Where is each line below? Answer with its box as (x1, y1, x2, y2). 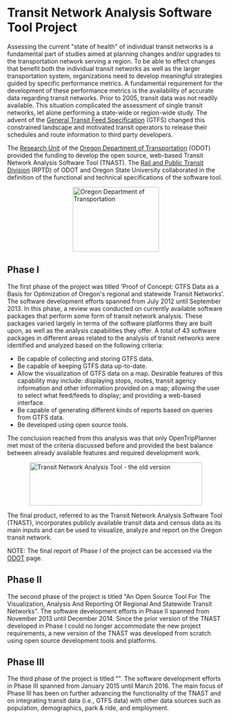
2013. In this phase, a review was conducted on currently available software (7, 304, 223, 312)
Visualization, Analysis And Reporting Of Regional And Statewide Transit (7, 600, 212, 608)
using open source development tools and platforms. (7, 636, 157, 644)
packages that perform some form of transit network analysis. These (7, 311, 203, 320)
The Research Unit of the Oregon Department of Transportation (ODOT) (7, 144, 211, 152)
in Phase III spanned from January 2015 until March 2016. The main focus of (7, 682, 223, 690)
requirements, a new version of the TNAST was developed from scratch (7, 629, 212, 637)
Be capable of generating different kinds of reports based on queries (17, 405, 213, 414)
